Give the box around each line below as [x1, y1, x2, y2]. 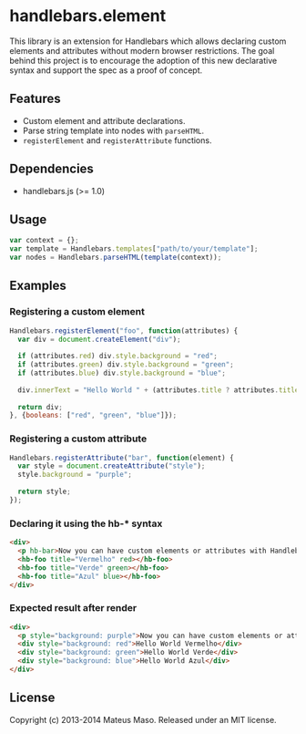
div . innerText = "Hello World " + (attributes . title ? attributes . [17, 385, 280, 395]
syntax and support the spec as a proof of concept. [9, 65, 203, 76]
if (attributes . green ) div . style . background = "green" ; [17, 360, 234, 369]
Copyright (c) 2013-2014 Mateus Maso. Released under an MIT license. [9, 714, 277, 725]
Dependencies [9, 161, 94, 177]
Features [9, 91, 61, 107]
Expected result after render [9, 602, 138, 615]
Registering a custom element [9, 305, 146, 318]
